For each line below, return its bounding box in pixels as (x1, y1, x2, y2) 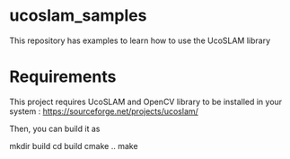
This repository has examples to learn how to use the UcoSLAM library (9, 35, 271, 46)
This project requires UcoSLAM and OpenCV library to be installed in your (9, 96, 283, 107)
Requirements (9, 66, 117, 87)
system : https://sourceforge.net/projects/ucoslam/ (9, 105, 199, 117)
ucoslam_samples (9, 5, 147, 26)
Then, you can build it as (9, 123, 101, 134)
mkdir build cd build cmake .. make (9, 140, 138, 151)
